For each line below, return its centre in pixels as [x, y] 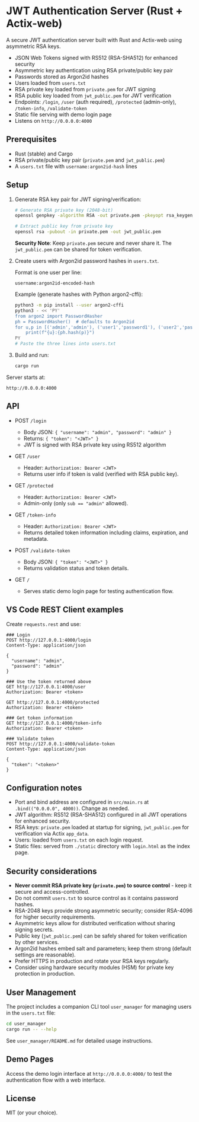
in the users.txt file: [31, 1013]
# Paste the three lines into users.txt [65, 344]
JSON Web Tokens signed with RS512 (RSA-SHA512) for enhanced [96, 58]
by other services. [37, 942]
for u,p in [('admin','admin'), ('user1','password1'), [85, 327]
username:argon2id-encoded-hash [54, 283]
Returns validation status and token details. [76, 568]
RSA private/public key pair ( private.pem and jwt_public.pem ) [90, 160]
